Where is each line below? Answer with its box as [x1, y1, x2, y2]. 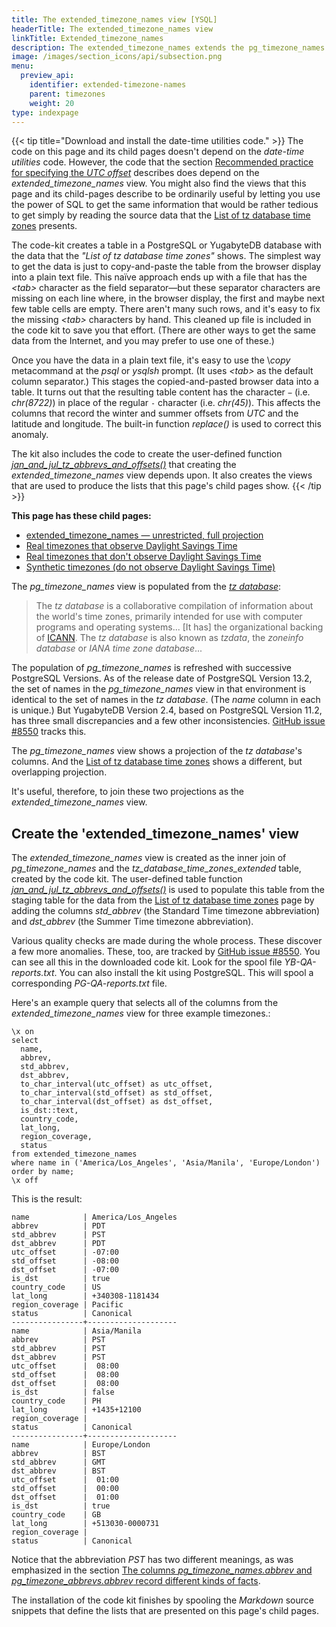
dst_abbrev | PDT [11, 1239, 106, 1249]
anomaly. [11, 429, 49, 441]
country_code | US [11, 1282, 102, 1293]
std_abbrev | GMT [11, 1457, 106, 1468]
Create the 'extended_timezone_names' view [11, 825, 299, 842]
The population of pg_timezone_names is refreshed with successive [11, 662, 292, 674]
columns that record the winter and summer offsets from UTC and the [11, 407, 299, 420]
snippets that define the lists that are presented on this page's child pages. [11, 1605, 320, 1617]
